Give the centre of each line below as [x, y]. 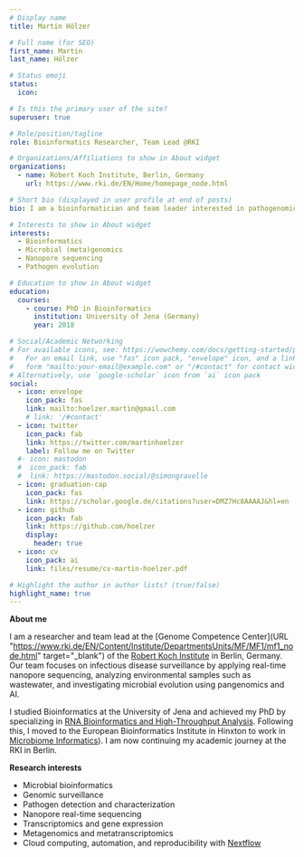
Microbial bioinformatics [67, 786]
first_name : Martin [46, 51]
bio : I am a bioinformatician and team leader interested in [127, 208]
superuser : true [40, 117]
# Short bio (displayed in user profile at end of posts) [121, 200]
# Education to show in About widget [81, 283]
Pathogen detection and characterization [99, 805]
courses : [34, 300]
